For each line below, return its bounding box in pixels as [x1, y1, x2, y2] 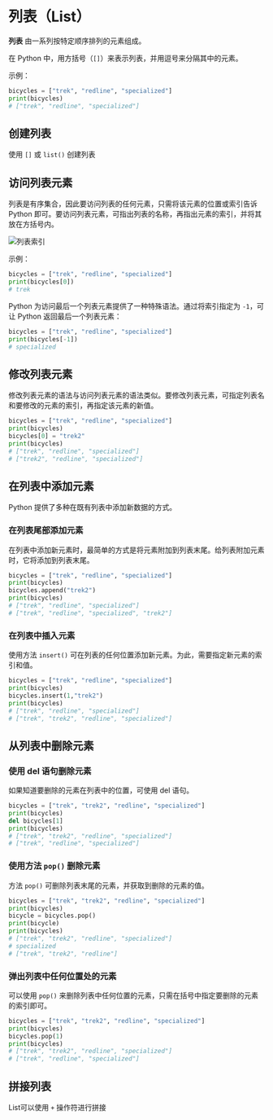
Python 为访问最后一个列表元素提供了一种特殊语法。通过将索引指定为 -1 [8, 301, 250, 310]
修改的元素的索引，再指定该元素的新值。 [22, 401, 158, 411]
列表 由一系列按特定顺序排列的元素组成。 [8, 36, 146, 46]
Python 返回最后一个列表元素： [17, 311, 122, 321]
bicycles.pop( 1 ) [8, 1032, 63, 1040]
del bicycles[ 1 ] [8, 816, 63, 825]
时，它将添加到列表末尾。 [8, 555, 94, 564]
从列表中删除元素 [8, 739, 94, 753]
